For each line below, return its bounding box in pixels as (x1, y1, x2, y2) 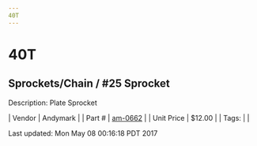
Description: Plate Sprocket (8, 98, 97, 107)
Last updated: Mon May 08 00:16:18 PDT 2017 (8, 128, 158, 138)
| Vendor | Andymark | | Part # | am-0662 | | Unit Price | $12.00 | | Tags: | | (8, 113, 251, 122)
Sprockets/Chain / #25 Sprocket (8, 77, 170, 91)
